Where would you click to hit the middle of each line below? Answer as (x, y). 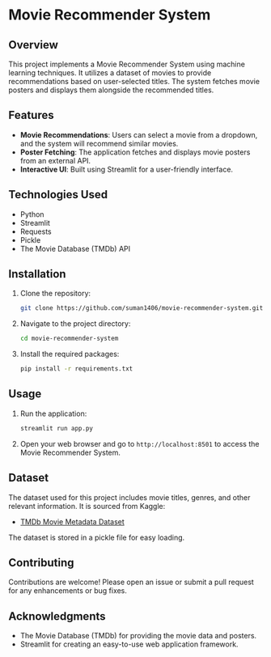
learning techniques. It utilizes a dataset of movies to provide (110, 73)
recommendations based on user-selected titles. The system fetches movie (134, 81)
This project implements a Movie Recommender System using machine (127, 64)
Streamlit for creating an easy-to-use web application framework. (129, 644)
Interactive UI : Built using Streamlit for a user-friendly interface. (126, 169)
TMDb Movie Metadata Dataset (72, 521)
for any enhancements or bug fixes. (68, 591)
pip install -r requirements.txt (76, 369)
